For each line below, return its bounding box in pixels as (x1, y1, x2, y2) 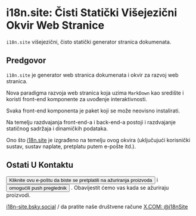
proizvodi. (6, 191, 31, 199)
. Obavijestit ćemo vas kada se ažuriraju (71, 184, 169, 191)
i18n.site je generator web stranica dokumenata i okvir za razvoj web (6, 71, 179, 79)
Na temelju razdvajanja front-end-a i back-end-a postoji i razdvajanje (6, 118, 176, 126)
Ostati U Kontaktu (6, 160, 73, 170)
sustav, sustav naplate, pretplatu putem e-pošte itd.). (6, 143, 136, 150)
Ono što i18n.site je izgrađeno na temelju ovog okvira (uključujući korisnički (6, 136, 191, 143)
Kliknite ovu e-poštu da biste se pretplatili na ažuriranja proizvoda (9, 177, 153, 183)
